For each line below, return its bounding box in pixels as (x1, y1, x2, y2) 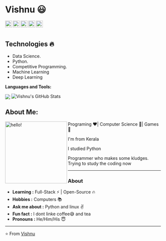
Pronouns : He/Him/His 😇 (12, 216, 66, 222)
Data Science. (12, 53, 41, 59)
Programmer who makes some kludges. (68, 155, 149, 161)
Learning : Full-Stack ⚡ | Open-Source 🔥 (12, 189, 95, 195)
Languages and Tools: (5, 84, 52, 90)
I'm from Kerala (68, 136, 99, 142)
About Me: (5, 108, 39, 116)
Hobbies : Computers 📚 (12, 196, 63, 202)
